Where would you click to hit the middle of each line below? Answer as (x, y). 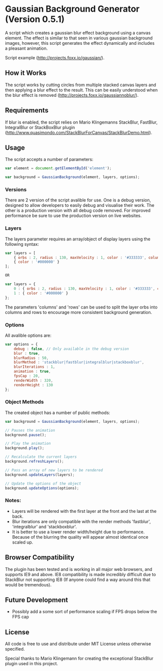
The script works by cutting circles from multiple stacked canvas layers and (81, 85)
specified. (15, 649)
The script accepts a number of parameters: (49, 160)
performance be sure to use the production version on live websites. (73, 216)
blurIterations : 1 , (34, 367)
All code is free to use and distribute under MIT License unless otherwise (78, 644)
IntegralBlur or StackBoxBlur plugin (40, 127)
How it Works (26, 73)
